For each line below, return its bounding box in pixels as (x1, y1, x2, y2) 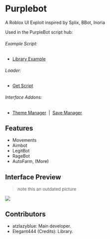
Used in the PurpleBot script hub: (5, 29, 73, 35)
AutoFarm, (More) (12, 158, 49, 164)
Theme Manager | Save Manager (12, 110, 82, 116)
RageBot (12, 153, 30, 159)
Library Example (12, 56, 46, 62)
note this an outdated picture (17, 186, 77, 192)
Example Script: (5, 40, 38, 46)
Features (5, 124, 33, 132)
